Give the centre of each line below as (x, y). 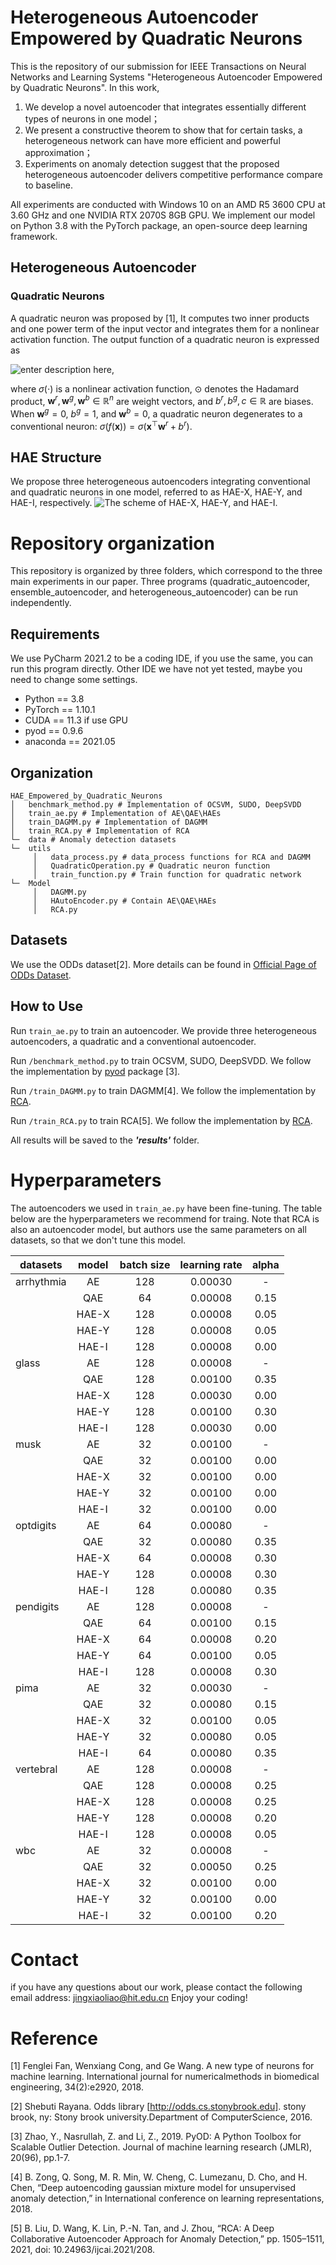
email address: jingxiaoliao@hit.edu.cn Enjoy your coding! (129, 1998)
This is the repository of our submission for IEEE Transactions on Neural (158, 66)
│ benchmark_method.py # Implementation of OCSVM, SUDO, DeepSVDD (156, 804)
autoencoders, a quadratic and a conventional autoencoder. (133, 1041)
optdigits (36, 1525)
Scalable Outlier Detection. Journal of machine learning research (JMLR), (161, 2147)
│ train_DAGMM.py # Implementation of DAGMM (109, 822)
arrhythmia (41, 1281)
